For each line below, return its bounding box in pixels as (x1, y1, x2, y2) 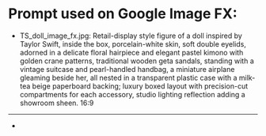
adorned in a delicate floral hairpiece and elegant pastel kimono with (19, 47, 244, 57)
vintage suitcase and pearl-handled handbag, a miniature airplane (19, 64, 235, 74)
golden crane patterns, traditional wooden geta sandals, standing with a (19, 56, 255, 66)
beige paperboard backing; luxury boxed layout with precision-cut (32, 81, 249, 91)
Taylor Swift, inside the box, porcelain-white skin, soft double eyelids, (19, 39, 247, 48)
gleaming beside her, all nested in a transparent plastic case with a (19, 73, 237, 82)
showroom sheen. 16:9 (19, 98, 94, 108)
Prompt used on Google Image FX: (8, 5, 237, 23)
